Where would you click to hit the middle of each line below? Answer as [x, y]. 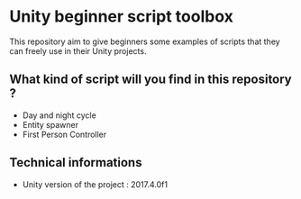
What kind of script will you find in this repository [151, 80]
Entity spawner [50, 124]
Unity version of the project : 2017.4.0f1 [95, 184]
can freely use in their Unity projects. [78, 50]
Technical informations [76, 163]
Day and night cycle [59, 115]
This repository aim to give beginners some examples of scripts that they [145, 41]
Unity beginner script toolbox [122, 17]
